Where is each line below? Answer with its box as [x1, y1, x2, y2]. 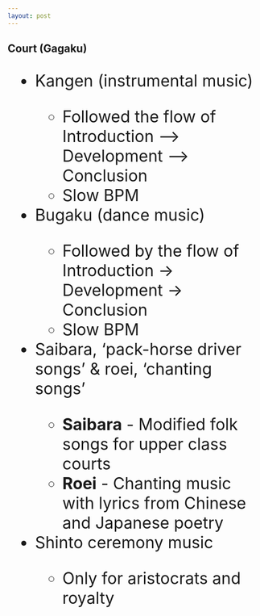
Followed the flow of [62, 107, 217, 128]
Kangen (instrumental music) [35, 70, 254, 91]
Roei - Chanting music [62, 473, 232, 494]
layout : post [7, 11, 52, 20]
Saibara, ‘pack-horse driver [35, 339, 242, 360]
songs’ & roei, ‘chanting [35, 358, 213, 379]
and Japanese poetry [62, 513, 224, 534]
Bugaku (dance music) [35, 205, 206, 226]
